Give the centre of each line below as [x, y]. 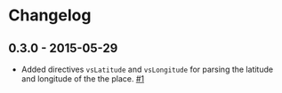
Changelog [50, 15]
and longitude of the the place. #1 [82, 79]
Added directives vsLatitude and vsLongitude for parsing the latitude [147, 69]
